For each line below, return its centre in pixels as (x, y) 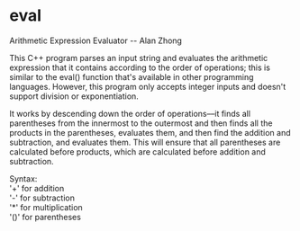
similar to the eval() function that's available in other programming (132, 76)
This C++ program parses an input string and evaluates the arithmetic (139, 58)
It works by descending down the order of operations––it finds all (130, 113)
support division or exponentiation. (74, 96)
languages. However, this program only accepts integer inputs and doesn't (148, 86)
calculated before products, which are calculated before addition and (137, 151)
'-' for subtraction (42, 198)
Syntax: (23, 178)
